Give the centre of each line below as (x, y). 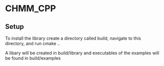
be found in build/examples (33, 58)
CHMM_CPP (30, 9)
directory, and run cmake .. (33, 44)
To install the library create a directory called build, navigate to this (73, 38)
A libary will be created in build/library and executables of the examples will (82, 53)
